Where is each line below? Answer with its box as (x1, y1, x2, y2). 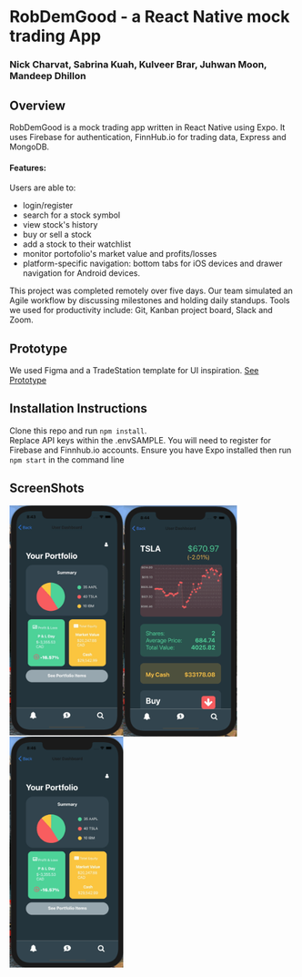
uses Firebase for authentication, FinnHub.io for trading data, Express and (9, 131, 287, 142)
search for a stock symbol (22, 209, 121, 220)
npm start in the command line (9, 453, 125, 465)
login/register (22, 200, 74, 211)
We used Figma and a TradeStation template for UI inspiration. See (9, 364, 259, 375)
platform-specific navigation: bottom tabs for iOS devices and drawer (22, 258, 284, 270)
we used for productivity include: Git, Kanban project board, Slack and (9, 305, 273, 316)
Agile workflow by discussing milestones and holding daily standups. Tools (9, 295, 290, 306)
